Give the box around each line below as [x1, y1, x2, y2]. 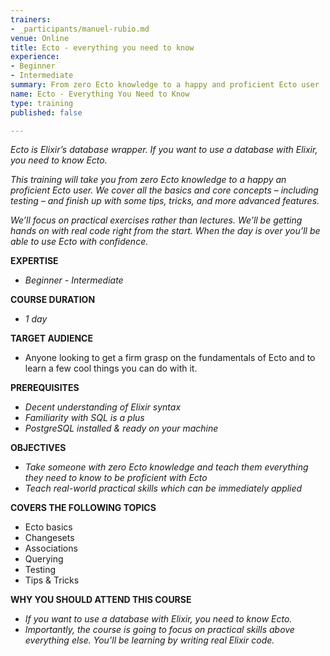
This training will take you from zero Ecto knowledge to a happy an [10, 174, 287, 186]
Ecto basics [24, 521, 73, 533]
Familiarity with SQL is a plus [24, 412, 145, 424]
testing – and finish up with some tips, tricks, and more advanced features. [10, 195, 320, 207]
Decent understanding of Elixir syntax [24, 401, 182, 413]
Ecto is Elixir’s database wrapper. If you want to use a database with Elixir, [10, 144, 318, 156]
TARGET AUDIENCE [10, 332, 93, 345]
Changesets [24, 532, 75, 544]
